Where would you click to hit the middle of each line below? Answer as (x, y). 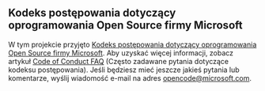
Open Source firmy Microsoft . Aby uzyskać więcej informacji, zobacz (121, 53)
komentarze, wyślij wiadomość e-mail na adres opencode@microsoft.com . (130, 78)
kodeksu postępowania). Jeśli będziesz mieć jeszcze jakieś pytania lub (124, 70)
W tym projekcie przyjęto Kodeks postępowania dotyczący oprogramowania (132, 44)
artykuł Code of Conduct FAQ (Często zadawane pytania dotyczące (119, 61)
